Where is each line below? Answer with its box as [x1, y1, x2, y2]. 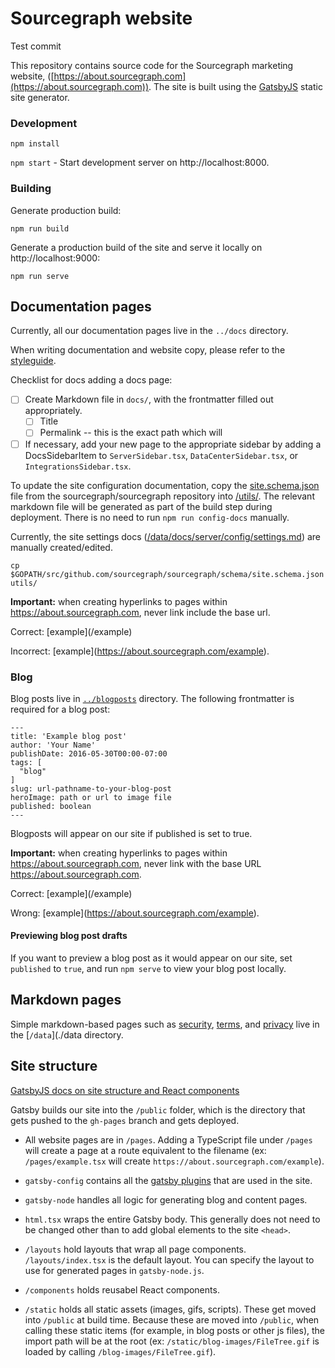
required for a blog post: [10, 703, 111, 715]
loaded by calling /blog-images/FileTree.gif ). [24, 1345, 217, 1357]
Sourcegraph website [10, 7, 193, 30]
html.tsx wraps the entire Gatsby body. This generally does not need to [24, 1213, 321, 1225]
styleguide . [10, 355, 57, 367]
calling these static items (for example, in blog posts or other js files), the [24, 1324, 326, 1336]
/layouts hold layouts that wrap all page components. [24, 1243, 247, 1255]
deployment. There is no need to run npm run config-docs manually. [10, 511, 290, 523]
